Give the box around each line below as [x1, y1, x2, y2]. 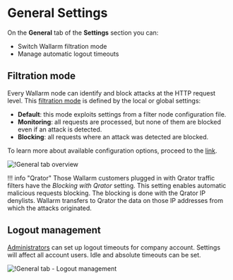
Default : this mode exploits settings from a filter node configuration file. [17, 110, 227, 118]
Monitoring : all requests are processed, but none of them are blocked [17, 117, 221, 126]
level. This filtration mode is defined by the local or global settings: [7, 96, 201, 105]
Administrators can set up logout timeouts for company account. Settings [7, 243, 221, 252]
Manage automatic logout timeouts [17, 49, 119, 58]
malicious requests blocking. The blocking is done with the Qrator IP [7, 189, 206, 197]
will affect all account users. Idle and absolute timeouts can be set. [7, 250, 201, 259]
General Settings [7, 5, 108, 21]
